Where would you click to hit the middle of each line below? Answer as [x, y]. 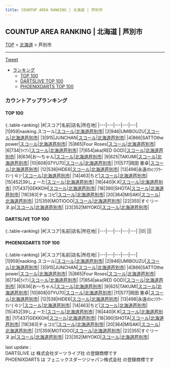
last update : [18, 347]
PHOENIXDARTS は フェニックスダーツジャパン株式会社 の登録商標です [80, 359]
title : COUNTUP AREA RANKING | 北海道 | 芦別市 [54, 10]
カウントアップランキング [36, 101]
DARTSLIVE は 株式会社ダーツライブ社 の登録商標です [61, 353]
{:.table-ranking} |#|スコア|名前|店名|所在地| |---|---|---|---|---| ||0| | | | [78, 231]
